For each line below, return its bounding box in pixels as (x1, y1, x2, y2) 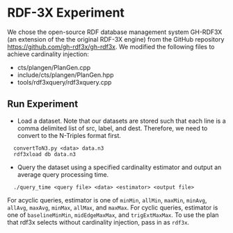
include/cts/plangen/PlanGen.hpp (17, 71, 114, 79)
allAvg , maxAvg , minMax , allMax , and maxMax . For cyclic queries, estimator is (7, 203, 218, 212)
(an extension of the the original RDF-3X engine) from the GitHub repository (7, 35, 225, 43)
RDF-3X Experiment (7, 5, 125, 21)
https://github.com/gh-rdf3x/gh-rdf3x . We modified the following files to (7, 42, 215, 51)
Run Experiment (7, 98, 79, 110)
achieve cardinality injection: (7, 50, 89, 58)
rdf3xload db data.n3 (13, 150, 77, 157)
